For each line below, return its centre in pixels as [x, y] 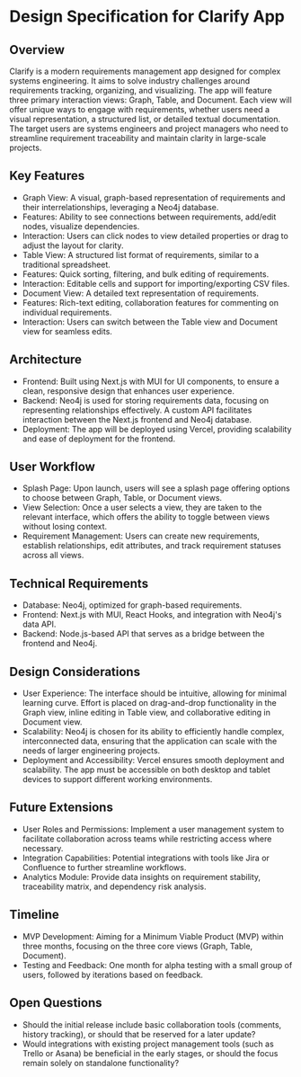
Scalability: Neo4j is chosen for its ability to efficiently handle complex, [153, 732]
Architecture [46, 360]
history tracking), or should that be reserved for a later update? [139, 1034]
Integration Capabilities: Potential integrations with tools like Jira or [146, 858]
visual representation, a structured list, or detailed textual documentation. [145, 119]
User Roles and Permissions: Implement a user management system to [153, 829]
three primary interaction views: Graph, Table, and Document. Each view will [150, 100]
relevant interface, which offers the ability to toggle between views [146, 517]
